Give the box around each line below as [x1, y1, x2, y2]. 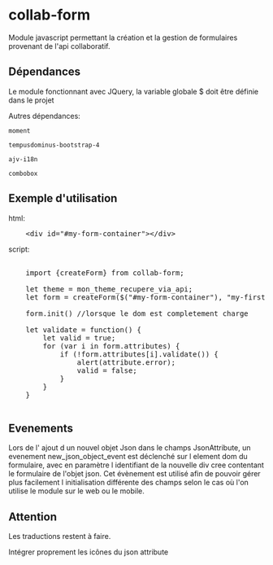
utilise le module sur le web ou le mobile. [8, 486, 145, 496]
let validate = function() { [25, 325, 142, 335]
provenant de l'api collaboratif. [8, 41, 110, 50]
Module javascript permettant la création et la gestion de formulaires [8, 33, 238, 42]
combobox [8, 169, 38, 177]
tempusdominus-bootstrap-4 [8, 141, 100, 149]
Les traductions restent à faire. [8, 532, 111, 541]
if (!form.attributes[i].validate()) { [59, 349, 219, 359]
